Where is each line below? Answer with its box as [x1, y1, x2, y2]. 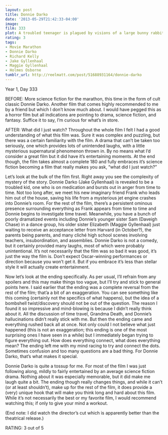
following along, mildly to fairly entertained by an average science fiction [5, 368, 155, 374]
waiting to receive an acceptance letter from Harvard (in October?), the [5, 226, 151, 232]
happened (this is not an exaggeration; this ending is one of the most [5, 326, 147, 332]
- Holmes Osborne [5, 68, 41, 73]
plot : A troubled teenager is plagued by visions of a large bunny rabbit [5, 30, 164, 35]
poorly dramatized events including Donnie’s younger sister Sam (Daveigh [5, 216, 157, 222]
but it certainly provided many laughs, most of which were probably [5, 242, 144, 248]
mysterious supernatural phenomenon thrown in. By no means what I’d [5, 148, 151, 154]
